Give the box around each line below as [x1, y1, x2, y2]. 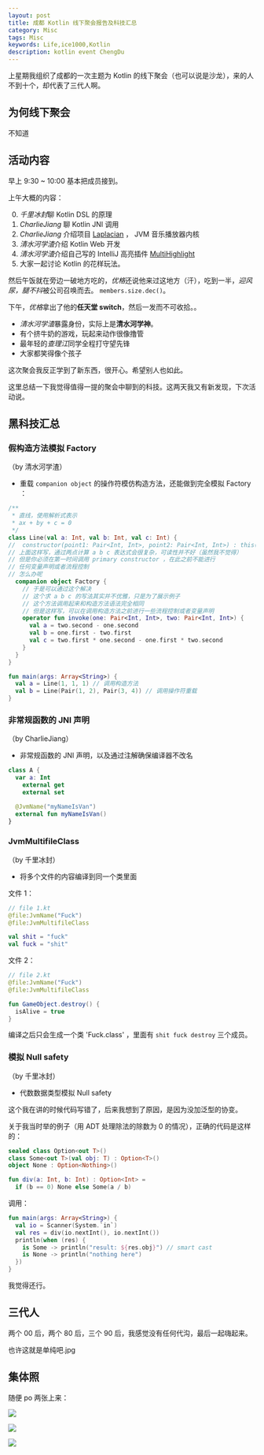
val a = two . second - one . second [28, 622, 139, 630]
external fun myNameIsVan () [15, 809, 108, 818]
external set [22, 788, 65, 796]
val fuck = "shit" [8, 940, 68, 948]
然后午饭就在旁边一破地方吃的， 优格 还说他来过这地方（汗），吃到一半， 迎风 [8, 275, 253, 285]
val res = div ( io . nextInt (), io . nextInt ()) [15, 1229, 159, 1237]
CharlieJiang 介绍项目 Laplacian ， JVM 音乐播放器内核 [19, 229, 200, 239]
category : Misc [8, 26, 58, 34]
